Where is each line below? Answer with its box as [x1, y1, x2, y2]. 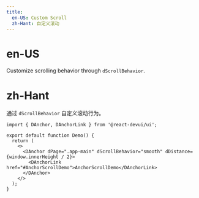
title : [6, 9, 23, 15]
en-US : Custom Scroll [12, 15, 67, 21]
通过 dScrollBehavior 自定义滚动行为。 [6, 110, 105, 117]
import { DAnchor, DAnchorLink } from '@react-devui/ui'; [6, 122, 157, 128]
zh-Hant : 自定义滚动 [12, 20, 60, 26]
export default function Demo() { [6, 132, 95, 139]
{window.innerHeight [6, 154, 59, 160]
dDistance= [165, 148, 193, 155]
